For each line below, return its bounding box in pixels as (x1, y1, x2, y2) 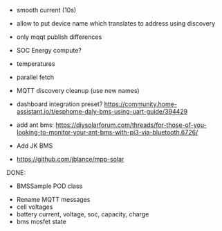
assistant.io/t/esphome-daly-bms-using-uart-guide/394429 (16, 108, 188, 115)
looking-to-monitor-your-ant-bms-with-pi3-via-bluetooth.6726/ (16, 128, 198, 136)
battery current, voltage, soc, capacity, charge (16, 210, 149, 218)
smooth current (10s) (16, 6, 77, 14)
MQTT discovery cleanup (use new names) (16, 87, 140, 94)
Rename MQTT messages (16, 196, 91, 203)
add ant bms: (16, 121, 55, 129)
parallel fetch (16, 73, 55, 81)
